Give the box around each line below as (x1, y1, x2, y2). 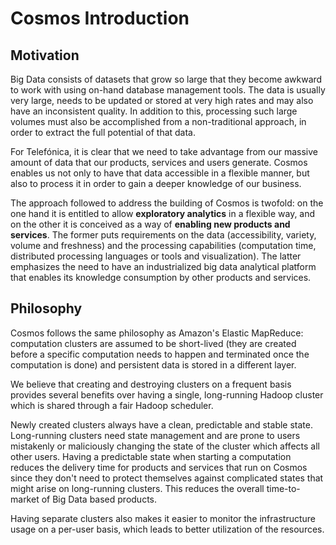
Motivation (10, 47, 80, 64)
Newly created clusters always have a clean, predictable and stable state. (10, 418, 313, 431)
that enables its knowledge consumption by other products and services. (10, 272, 312, 283)
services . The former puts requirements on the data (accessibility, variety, (10, 229, 317, 241)
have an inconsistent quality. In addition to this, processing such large (10, 105, 298, 117)
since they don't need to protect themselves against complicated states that (10, 472, 324, 484)
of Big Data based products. (41, 493, 158, 505)
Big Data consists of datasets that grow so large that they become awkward (10, 73, 323, 85)
